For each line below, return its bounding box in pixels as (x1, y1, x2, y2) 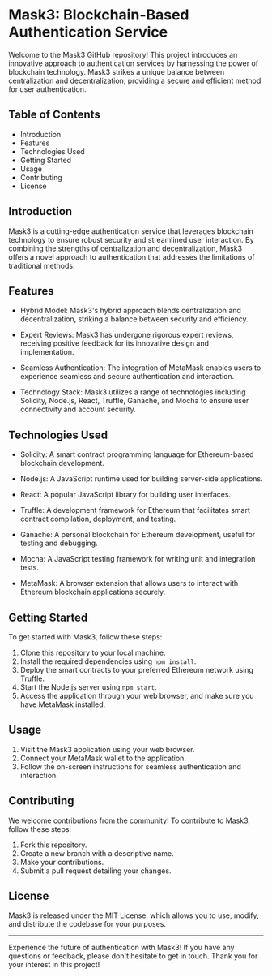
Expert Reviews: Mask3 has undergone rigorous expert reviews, (19, 330, 234, 340)
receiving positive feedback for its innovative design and (19, 338, 209, 348)
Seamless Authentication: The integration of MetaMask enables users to (19, 363, 261, 372)
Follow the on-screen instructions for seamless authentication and (19, 761, 241, 772)
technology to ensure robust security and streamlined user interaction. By (8, 235, 255, 244)
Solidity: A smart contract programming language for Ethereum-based (19, 450, 254, 459)
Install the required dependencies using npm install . (19, 656, 197, 666)
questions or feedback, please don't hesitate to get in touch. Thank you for (8, 951, 258, 961)
